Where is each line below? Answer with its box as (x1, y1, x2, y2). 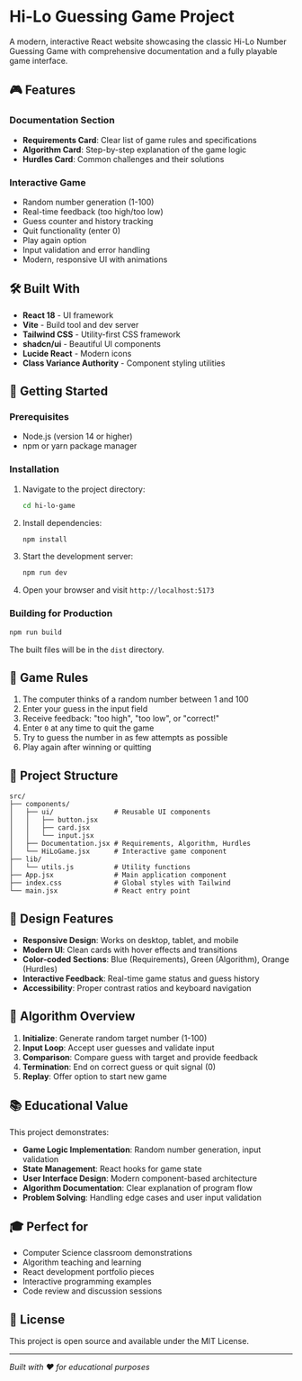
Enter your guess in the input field (22, 704, 148, 714)
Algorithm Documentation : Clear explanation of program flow (22, 1182, 253, 1193)
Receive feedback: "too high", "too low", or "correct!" (22, 713, 220, 724)
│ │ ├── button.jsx (9, 815, 99, 825)
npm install (22, 534, 67, 544)
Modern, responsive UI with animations (22, 254, 168, 265)
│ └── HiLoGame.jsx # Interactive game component (9, 847, 227, 857)
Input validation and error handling (22, 244, 151, 255)
